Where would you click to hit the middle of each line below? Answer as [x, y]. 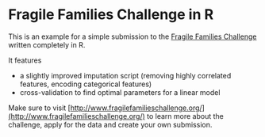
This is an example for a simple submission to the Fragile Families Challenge [132, 36]
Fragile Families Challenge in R [111, 15]
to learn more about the [185, 116]
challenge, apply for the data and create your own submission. [110, 124]
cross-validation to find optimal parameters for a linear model [120, 92]
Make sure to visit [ [40, 108]
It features [25, 60]
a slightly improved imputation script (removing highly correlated [125, 75]
